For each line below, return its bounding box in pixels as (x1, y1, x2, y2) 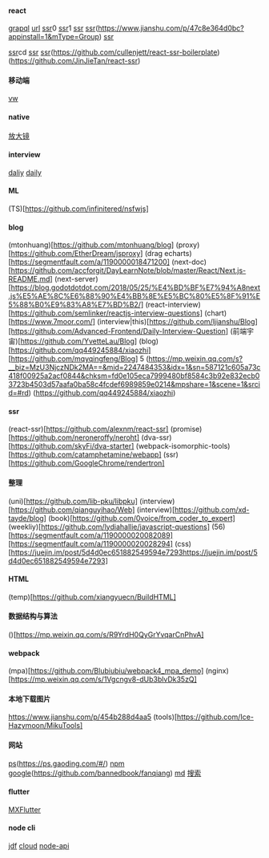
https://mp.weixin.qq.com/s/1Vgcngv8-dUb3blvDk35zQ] (10, 674, 198, 685)
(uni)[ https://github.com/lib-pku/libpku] (8, 496, 139, 506)
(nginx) (205, 666, 230, 676)
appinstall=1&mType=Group (8, 32, 100, 42)
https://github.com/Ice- (176, 712, 255, 722)
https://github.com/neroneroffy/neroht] (10, 433, 140, 442)
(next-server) (54, 274, 98, 284)
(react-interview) (145, 300, 202, 310)
